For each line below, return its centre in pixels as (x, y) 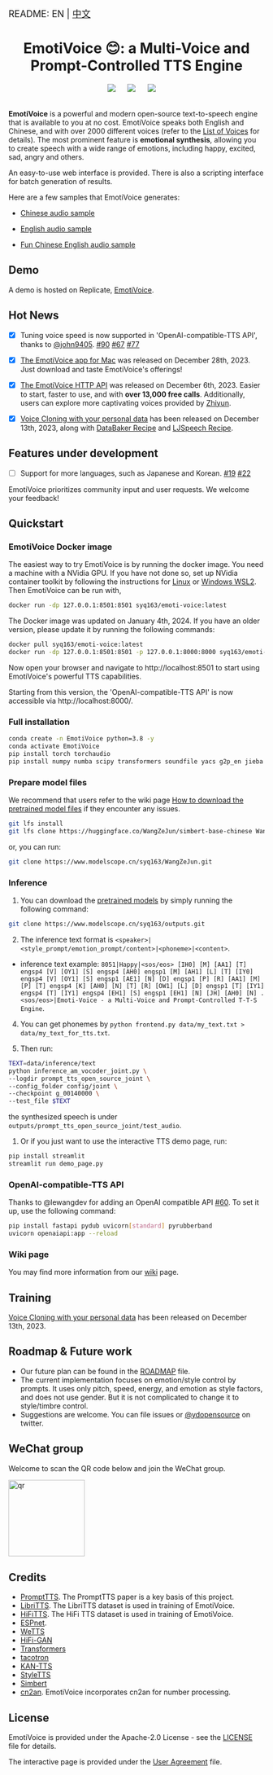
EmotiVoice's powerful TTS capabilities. (75, 676)
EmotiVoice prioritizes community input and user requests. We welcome (129, 489)
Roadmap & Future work (70, 1352)
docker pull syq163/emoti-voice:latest (76, 645)
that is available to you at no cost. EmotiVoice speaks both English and (126, 122)
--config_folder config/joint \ (63, 1086)
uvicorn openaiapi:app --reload (63, 1234)
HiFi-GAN (36, 1641)
